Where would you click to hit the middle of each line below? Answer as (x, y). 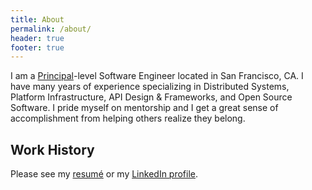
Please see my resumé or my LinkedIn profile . (104, 174)
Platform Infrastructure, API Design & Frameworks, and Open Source (151, 97)
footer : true (37, 47)
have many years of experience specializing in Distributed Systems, (150, 87)
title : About (37, 19)
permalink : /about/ (51, 29)
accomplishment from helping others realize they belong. (128, 118)
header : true (37, 38)
